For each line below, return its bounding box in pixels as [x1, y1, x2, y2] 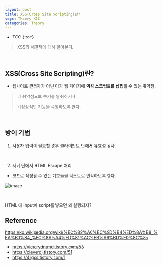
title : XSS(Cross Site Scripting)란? [5, 12, 81, 17]
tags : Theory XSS [5, 16, 40, 21]
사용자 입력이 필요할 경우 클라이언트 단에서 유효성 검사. [12, 142, 116, 149]
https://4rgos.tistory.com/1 [12, 254, 66, 260]
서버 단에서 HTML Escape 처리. [12, 162, 73, 168]
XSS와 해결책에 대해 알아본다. [17, 44, 74, 50]
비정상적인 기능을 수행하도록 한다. [17, 104, 81, 110]
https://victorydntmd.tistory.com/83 [12, 244, 84, 250]
